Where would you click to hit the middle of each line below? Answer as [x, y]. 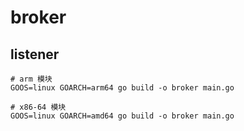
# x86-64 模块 [38, 107]
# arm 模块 [31, 79]
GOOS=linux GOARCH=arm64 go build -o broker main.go [122, 88]
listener [35, 54]
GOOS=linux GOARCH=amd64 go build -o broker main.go [122, 116]
